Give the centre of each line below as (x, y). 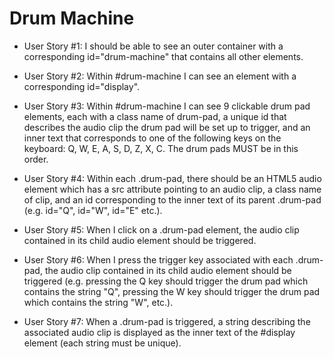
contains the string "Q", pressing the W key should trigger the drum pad (172, 291)
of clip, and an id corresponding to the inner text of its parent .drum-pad (172, 199)
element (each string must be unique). (102, 343)
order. (36, 159)
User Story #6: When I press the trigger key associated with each (158, 259)
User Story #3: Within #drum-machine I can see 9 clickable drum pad (167, 106)
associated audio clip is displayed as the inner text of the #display (159, 332)
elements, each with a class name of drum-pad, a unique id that (155, 116)
